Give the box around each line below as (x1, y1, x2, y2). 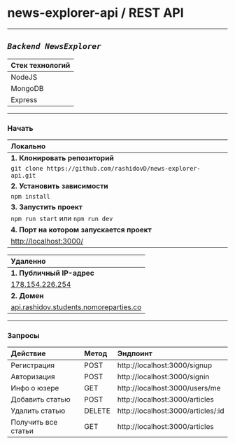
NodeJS (10, 72, 38, 82)
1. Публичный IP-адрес (10, 268, 94, 278)
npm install (10, 192, 51, 201)
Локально (10, 141, 46, 151)
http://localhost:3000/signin (117, 372, 210, 382)
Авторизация (10, 372, 55, 382)
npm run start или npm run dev (10, 213, 113, 223)
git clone (10, 164, 43, 173)
